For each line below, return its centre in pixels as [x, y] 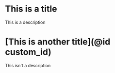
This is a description [25, 22]
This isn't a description [28, 65]
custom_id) [28, 52]
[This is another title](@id [58, 42]
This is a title [31, 9]
